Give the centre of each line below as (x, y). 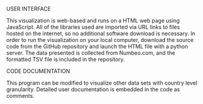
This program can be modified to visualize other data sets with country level (102, 83)
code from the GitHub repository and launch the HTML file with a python (97, 46)
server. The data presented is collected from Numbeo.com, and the (91, 53)
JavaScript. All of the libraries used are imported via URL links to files (93, 27)
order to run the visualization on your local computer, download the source (100, 40)
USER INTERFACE (29, 9)
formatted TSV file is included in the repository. (66, 59)
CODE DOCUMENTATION (38, 71)
